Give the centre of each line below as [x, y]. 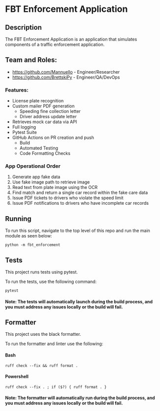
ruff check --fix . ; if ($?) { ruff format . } [56, 387]
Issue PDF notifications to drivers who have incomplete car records [80, 203]
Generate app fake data [36, 177]
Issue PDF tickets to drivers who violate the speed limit [68, 198]
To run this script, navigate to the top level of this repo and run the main [78, 230]
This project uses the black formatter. [43, 334]
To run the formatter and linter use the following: [54, 344]
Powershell [17, 376]
